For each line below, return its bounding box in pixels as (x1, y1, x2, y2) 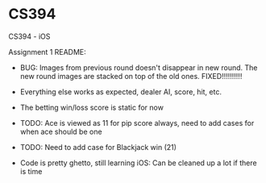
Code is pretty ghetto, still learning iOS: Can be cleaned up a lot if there (19, 158, 257, 168)
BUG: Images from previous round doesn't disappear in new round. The (19, 62, 258, 73)
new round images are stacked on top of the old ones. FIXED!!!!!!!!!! (19, 71, 243, 81)
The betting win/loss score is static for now (19, 102, 164, 112)
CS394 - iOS (8, 31, 51, 41)
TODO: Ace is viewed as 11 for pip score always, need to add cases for (19, 118, 255, 127)
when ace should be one (19, 127, 102, 136)
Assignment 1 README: (8, 47, 86, 56)
